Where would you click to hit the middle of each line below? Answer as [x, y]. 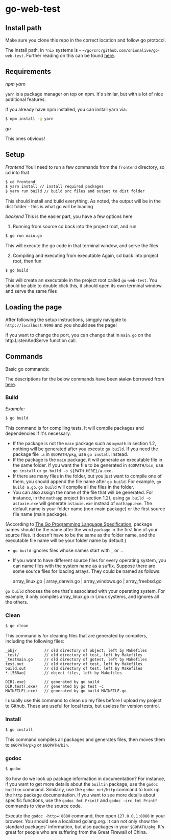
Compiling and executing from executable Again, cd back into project [86, 255]
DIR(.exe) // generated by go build [52, 682]
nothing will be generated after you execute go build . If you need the [85, 449]
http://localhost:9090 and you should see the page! [61, 325]
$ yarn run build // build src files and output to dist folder [75, 191]
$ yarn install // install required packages [54, 187]
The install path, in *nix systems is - [43, 50]
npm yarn [16, 84]
